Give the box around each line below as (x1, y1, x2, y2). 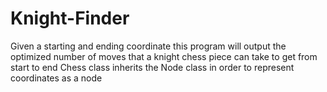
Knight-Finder (10, 7, 130, 30)
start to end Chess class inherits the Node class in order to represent (10, 61, 295, 73)
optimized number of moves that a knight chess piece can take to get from (10, 50, 318, 62)
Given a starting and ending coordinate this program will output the (10, 40, 287, 52)
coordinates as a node (10, 72, 103, 84)
